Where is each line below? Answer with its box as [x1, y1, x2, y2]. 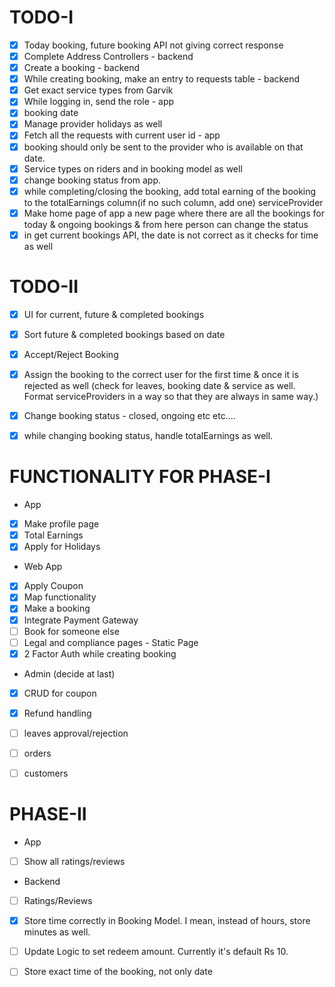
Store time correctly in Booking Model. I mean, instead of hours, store [23, 915, 311, 927]
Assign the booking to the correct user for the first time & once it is [23, 369, 299, 380]
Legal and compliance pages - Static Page [23, 636, 199, 648]
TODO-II [9, 276, 79, 298]
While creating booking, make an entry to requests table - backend [23, 73, 300, 85]
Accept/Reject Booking [23, 348, 119, 360]
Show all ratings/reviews [23, 856, 126, 867]
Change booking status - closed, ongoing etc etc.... [23, 410, 236, 422]
